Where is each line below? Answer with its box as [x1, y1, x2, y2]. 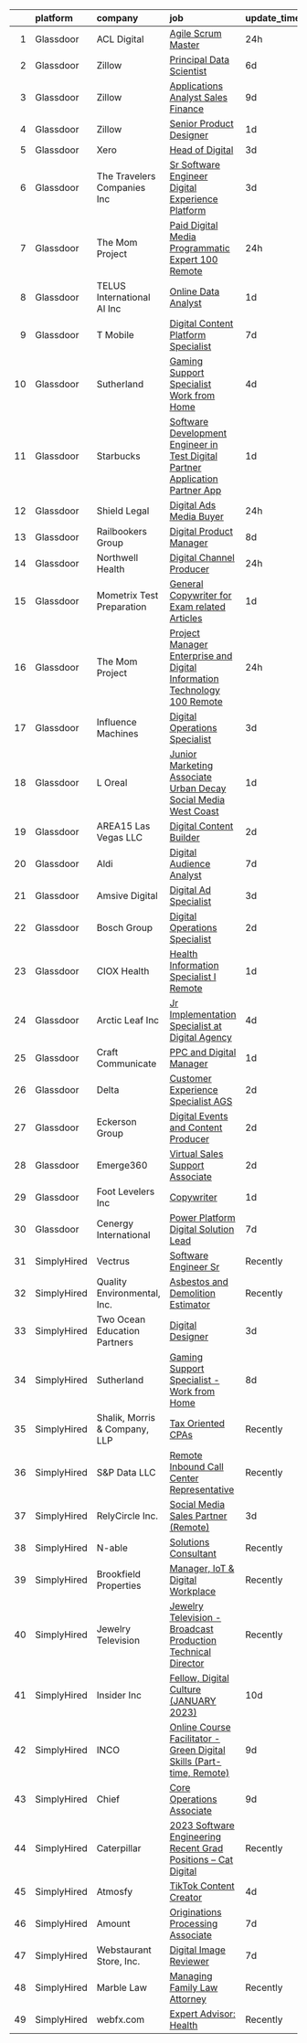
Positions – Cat [169, 1854, 234, 1866]
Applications [169, 79, 224, 92]
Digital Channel [169, 552, 235, 564]
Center [169, 1472, 199, 1484]
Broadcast [169, 1623, 214, 1635]
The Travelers [96, 170, 156, 182]
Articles [169, 612, 203, 624]
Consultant [169, 1548, 217, 1560]
